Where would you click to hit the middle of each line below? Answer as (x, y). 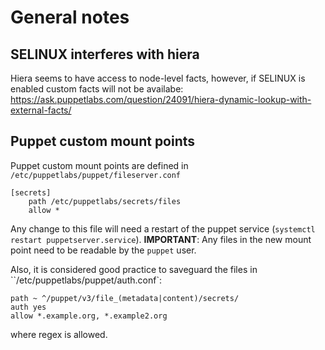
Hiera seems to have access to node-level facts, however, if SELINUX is (158, 78)
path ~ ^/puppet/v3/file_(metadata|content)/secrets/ (125, 298)
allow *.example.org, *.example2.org (89, 316)
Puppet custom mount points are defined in (99, 165)
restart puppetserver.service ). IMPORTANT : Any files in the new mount (161, 239)
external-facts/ (41, 110)
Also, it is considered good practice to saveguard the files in (134, 269)
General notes (70, 17)
